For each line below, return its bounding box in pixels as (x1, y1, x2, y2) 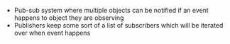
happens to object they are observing (13, 13, 124, 22)
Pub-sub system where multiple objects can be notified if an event (13, 6, 209, 14)
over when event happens (13, 28, 91, 37)
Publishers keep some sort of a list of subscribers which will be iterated (13, 21, 224, 29)
